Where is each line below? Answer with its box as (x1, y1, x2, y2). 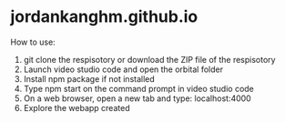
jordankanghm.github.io (10, 6, 198, 27)
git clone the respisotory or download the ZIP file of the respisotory (23, 54, 276, 65)
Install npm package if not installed (23, 73, 156, 84)
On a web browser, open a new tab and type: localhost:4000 (23, 93, 251, 104)
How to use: (10, 36, 56, 47)
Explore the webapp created (23, 102, 130, 113)
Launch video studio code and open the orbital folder (23, 64, 224, 75)
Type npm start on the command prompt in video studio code (23, 83, 254, 94)
